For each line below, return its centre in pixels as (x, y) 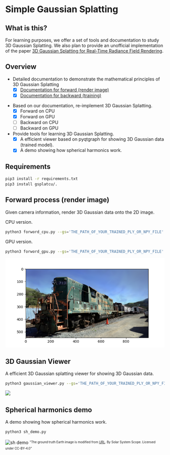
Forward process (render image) (57, 200)
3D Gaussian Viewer (38, 361)
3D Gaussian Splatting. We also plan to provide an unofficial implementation (84, 46)
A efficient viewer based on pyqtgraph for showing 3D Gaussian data (92, 139)
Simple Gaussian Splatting (62, 9)
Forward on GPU (37, 117)
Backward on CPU (39, 122)
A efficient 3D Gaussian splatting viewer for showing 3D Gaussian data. (80, 374)
